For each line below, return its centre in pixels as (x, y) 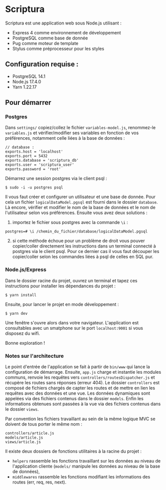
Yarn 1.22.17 (25, 87)
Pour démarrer (28, 103)
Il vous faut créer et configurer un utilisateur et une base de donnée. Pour (80, 197)
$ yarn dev (16, 313)
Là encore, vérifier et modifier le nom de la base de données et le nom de (80, 208)
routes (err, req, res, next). (39, 482)
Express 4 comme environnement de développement (67, 32)
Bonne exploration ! (25, 343)
